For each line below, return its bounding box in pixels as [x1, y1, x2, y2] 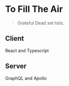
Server [5, 62, 27, 71]
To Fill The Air [5, 3, 63, 15]
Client [5, 34, 24, 43]
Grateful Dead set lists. [17, 20, 65, 26]
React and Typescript [5, 47, 49, 53]
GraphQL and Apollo [5, 75, 47, 81]
